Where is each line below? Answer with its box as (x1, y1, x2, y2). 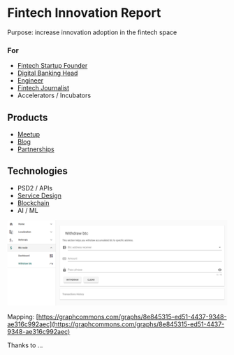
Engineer (17, 76, 44, 85)
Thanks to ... (7, 341, 43, 349)
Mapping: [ (7, 312, 38, 321)
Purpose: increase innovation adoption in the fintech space (7, 28, 177, 36)
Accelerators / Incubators (17, 91, 92, 99)
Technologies (7, 165, 68, 177)
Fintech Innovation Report (7, 5, 161, 21)
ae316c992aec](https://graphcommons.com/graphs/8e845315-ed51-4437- (7, 320, 225, 328)
